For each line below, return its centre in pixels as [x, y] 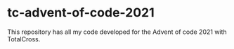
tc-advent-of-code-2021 [81, 13]
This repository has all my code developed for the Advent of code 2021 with [117, 32]
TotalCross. [24, 39]
